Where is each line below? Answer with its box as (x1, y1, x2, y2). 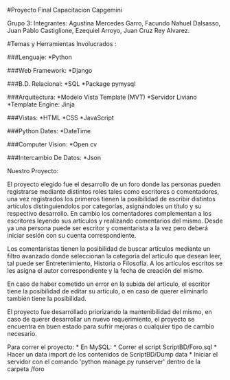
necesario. (7, 330, 38, 337)
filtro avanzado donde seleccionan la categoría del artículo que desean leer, (7, 252, 222, 260)
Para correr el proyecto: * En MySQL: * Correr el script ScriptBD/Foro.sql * (7, 343, 218, 351)
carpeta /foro (7, 365, 45, 373)
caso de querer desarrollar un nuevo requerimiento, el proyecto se (7, 315, 195, 323)
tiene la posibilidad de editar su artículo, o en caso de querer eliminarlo (7, 287, 208, 295)
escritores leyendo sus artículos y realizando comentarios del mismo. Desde (7, 216, 223, 225)
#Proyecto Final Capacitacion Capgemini (7, 6, 122, 14)
